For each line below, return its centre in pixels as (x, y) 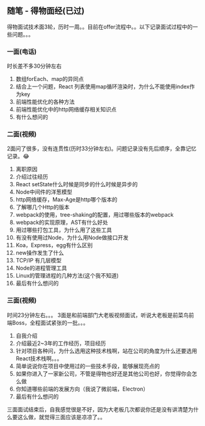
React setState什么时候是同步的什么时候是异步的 (77, 184)
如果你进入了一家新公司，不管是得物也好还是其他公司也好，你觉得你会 (104, 374)
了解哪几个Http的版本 (43, 207)
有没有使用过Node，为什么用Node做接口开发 (72, 238)
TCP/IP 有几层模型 (39, 260)
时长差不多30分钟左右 (34, 66)
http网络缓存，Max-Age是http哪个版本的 (67, 200)
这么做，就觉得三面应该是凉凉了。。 (61, 417)
